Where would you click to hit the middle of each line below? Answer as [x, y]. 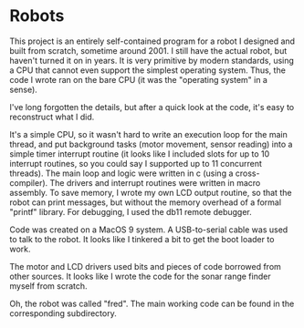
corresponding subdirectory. [63, 313]
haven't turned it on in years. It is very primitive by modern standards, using [152, 60]
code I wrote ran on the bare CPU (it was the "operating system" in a [138, 79]
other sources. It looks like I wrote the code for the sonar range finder [140, 276]
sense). [24, 89]
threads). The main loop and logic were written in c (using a [121, 173]
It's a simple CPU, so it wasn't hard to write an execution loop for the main [148, 134]
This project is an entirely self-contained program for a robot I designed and [152, 41]
